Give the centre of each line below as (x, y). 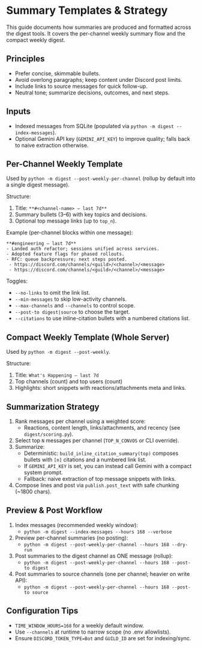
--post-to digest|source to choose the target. (72, 312)
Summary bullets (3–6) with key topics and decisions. (81, 215)
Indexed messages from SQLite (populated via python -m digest (94, 126)
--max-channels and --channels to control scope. (75, 306)
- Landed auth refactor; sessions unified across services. (83, 249)
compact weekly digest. (36, 40)
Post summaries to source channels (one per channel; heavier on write (102, 574)
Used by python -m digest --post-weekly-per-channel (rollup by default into (101, 179)
